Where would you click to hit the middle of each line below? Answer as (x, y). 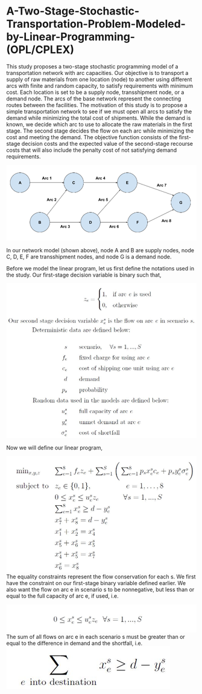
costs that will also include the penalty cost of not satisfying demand (91, 150)
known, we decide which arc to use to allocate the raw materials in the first (99, 124)
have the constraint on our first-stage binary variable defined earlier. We (96, 583)
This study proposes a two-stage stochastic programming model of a (92, 66)
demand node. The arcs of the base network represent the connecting (94, 99)
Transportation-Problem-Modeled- (96, 24)
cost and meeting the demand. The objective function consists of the (92, 137)
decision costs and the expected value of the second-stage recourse (107, 143)
